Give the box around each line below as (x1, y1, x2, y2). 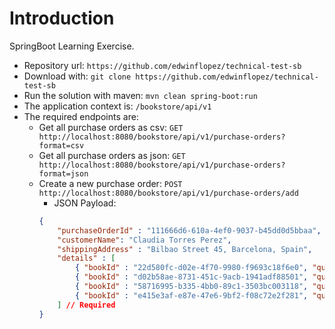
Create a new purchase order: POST (38, 177, 183, 189)
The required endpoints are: (23, 110, 139, 122)
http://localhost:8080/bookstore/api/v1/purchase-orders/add (38, 188, 299, 198)
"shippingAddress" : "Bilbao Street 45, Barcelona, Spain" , (57, 244, 313, 254)
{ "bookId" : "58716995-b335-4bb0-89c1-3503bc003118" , (74, 282, 309, 292)
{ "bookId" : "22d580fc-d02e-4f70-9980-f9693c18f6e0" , (74, 263, 309, 273)
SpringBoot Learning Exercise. (9, 40, 135, 52)
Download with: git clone (23, 70, 132, 82)
